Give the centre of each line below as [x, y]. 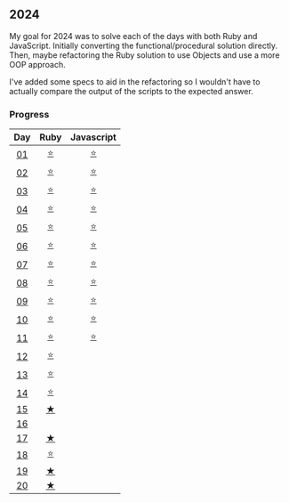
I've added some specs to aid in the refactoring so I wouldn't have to [135, 81]
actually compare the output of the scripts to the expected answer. [131, 91]
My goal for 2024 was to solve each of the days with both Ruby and [133, 36]
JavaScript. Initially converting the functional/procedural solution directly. [144, 45]
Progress [29, 114]
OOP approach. [38, 64]
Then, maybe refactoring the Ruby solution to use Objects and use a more [144, 55]
